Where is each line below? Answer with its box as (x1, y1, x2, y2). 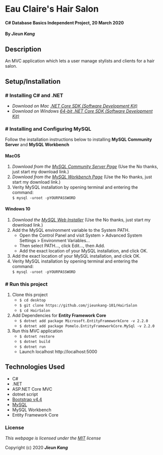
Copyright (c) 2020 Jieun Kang (5, 444, 68, 450)
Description (5, 45, 41, 53)
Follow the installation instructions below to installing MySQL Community (5, 136, 152, 142)
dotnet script (12, 391, 38, 397)
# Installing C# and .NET (5, 92, 63, 98)
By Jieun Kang (5, 31, 35, 37)
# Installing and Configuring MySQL (5, 125, 91, 132)
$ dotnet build (19, 339, 50, 344)
